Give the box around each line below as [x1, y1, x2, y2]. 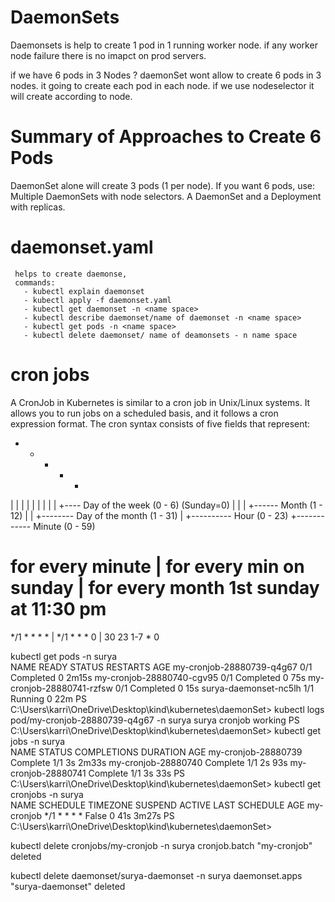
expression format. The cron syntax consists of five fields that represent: [10, 417, 311, 430]
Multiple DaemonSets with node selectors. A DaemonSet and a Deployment [10, 190, 322, 202]
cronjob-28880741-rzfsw [10, 682, 113, 694]
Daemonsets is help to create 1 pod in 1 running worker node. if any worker [10, 39, 318, 51]
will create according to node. [10, 90, 133, 102]
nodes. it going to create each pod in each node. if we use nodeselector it [10, 79, 315, 91]
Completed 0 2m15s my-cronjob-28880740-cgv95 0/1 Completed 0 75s [10, 671, 307, 683]
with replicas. [10, 201, 66, 213]
